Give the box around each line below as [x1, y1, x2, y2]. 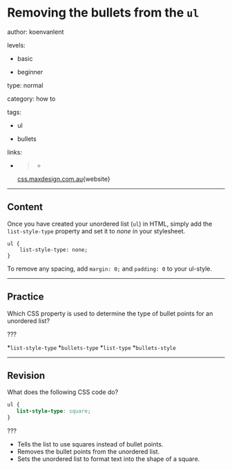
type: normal [7, 81, 43, 89]
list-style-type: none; [19, 246, 88, 253]
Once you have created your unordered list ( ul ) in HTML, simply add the [7, 219, 213, 228]
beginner [17, 68, 43, 76]
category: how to [7, 95, 56, 103]
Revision [7, 369, 46, 381]
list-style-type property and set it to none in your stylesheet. [7, 226, 186, 235]
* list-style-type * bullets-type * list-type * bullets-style [7, 343, 176, 351]
